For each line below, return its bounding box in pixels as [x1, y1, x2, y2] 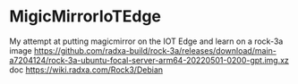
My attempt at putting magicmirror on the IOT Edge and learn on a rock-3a [9, 36, 284, 46]
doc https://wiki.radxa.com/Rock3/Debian [9, 64, 164, 75]
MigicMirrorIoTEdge [9, 6, 162, 27]
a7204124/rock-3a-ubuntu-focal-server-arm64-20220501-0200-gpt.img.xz [9, 55, 289, 65]
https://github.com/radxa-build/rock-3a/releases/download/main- [34, 45, 277, 55]
